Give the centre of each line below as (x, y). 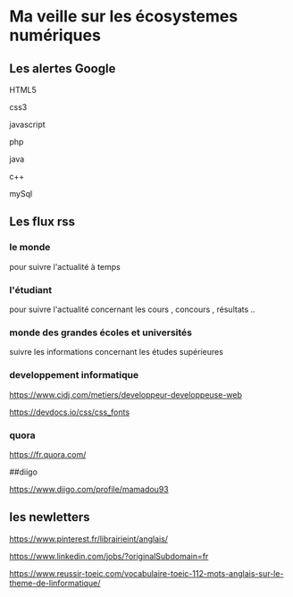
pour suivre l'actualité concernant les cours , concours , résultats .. (133, 309)
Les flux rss (42, 222)
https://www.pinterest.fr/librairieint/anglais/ (88, 539)
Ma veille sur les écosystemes (124, 17)
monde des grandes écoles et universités (101, 332)
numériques (55, 35)
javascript (28, 124)
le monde (30, 248)
